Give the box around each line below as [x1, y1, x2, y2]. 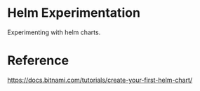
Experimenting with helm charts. [7, 28, 101, 36]
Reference [7, 52, 69, 69]
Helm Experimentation [7, 5, 140, 21]
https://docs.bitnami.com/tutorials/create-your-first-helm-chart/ [7, 76, 193, 84]
